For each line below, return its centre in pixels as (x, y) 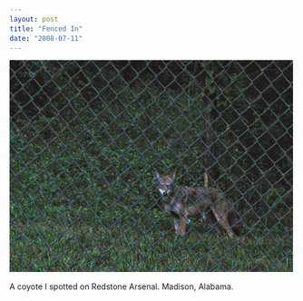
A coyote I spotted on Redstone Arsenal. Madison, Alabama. (122, 286)
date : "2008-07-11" (46, 38)
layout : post (34, 19)
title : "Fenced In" (46, 29)
